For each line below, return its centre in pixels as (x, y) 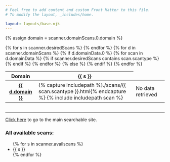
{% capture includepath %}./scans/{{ (82, 85)
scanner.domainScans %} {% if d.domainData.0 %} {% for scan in (74, 53)
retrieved (146, 95)
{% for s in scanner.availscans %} (48, 144)
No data (145, 88)
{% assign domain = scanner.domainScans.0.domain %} (64, 38)
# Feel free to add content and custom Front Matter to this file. (78, 10)
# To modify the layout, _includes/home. (50, 15)
